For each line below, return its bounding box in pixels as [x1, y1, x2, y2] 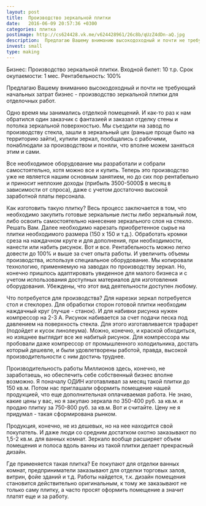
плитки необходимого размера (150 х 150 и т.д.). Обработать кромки [6, 230, 188, 238]
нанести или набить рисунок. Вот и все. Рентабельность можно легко [6, 243, 191, 251]
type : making [6, 49, 40, 55]
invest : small [6, 43, 43, 50]
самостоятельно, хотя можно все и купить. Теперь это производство [6, 166, 189, 173]
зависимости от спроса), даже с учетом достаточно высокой [6, 186, 168, 193]
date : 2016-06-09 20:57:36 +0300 [6, 20, 97, 26]
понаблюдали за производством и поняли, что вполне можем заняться [6, 142, 194, 149]
